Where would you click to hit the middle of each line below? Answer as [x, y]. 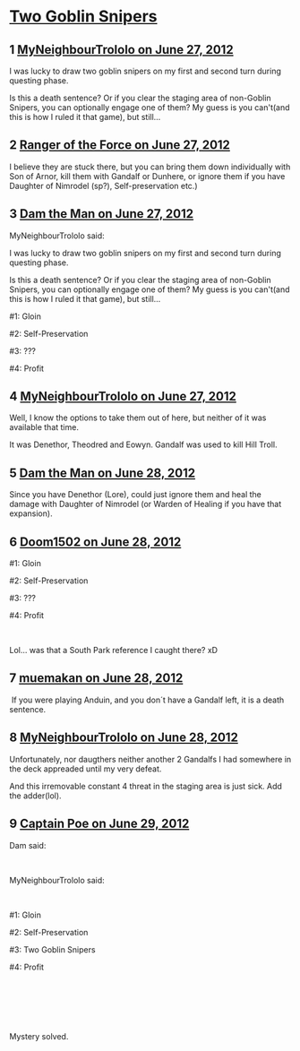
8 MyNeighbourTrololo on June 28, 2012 [124, 738]
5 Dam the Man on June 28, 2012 [102, 473]
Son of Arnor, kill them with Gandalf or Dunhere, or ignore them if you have [147, 176]
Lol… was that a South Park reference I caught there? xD [113, 650]
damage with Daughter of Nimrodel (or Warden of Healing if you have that [146, 504]
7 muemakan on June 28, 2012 [96, 678]
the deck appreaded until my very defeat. [86, 769]
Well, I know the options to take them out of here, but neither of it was [138, 418]
